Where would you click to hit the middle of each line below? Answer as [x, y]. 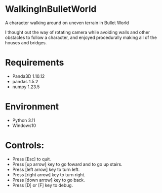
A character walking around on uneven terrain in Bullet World [67, 23]
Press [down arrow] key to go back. [49, 180]
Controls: [25, 145]
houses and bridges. [26, 42]
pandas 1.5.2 [25, 81]
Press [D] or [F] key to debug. [42, 185]
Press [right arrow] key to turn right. [49, 175]
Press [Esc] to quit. [32, 159]
